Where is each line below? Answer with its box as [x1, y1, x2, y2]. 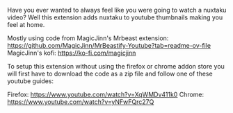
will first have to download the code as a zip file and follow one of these [7, 69, 214, 78]
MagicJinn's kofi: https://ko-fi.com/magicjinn [7, 49, 136, 57]
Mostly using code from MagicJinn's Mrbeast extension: [7, 34, 169, 42]
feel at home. [7, 21, 45, 28]
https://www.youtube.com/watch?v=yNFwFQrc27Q [7, 98, 154, 106]
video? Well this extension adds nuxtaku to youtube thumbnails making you [7, 13, 223, 21]
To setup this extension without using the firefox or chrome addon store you [7, 62, 225, 70]
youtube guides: [7, 77, 54, 85]
